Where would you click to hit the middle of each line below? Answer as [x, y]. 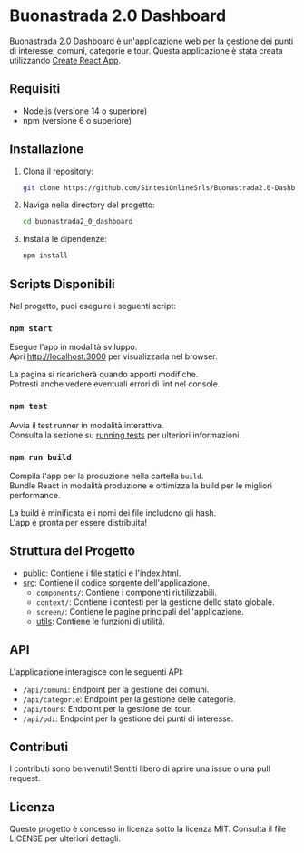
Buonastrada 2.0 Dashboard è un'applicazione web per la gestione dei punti [152, 41]
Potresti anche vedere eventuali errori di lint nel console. [115, 384]
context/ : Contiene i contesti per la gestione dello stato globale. [155, 602]
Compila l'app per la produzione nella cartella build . [107, 476]
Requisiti [35, 89]
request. [25, 778]
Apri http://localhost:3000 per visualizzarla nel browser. [113, 356]
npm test [29, 406]
